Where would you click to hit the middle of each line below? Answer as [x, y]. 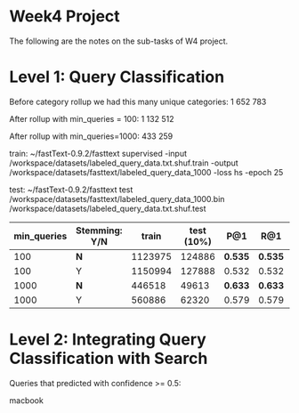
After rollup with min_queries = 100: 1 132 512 [92, 118]
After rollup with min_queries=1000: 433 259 [91, 136]
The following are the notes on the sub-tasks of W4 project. [119, 41]
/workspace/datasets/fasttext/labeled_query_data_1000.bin [117, 198]
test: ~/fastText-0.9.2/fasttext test [71, 190]
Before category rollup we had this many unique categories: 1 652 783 [138, 101]
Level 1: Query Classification [117, 77]
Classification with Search [109, 359]
